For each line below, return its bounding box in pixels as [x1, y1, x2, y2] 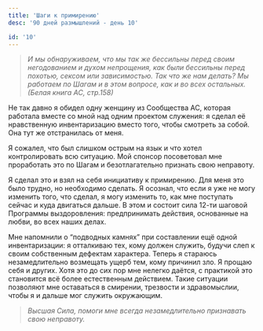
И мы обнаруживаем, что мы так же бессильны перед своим [27, 54, 236, 64]
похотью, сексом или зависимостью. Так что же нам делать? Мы [27, 72, 249, 81]
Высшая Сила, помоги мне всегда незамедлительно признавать [27, 306, 247, 315]
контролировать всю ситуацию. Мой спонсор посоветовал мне [8, 152, 222, 161]
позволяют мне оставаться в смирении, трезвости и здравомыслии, [8, 282, 239, 292]
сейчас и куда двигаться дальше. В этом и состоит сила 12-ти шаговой [8, 200, 248, 210]
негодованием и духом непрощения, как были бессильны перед [27, 63, 246, 72]
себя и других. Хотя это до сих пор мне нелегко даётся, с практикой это [8, 266, 253, 275]
